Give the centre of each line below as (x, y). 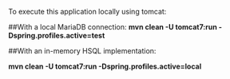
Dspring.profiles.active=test (57, 36)
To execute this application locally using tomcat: (87, 12)
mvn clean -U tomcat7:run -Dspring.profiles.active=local (105, 66)
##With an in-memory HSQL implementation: (82, 51)
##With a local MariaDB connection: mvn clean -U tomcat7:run (113, 27)
